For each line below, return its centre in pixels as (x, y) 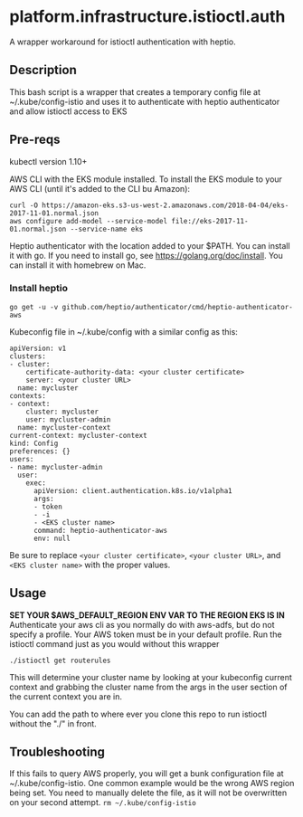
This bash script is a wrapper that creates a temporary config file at (135, 91)
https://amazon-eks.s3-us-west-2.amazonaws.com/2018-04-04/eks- (166, 205)
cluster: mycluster (62, 412)
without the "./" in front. (53, 723)
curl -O (24, 205)
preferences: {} (40, 451)
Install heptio (38, 289)
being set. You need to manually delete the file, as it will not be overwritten (148, 793)
